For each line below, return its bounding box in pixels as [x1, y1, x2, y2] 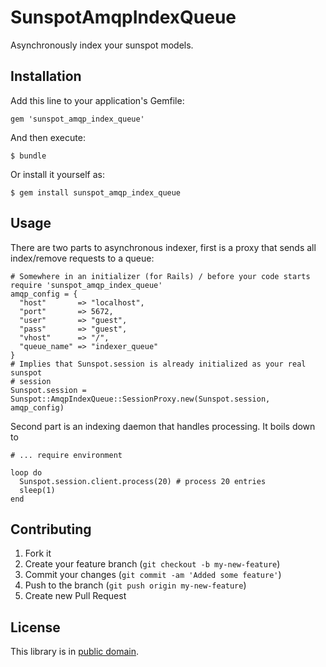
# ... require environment [10, 450, 123, 460]
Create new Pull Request [24, 590, 127, 602]
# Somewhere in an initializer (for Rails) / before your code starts [10, 271, 311, 281]
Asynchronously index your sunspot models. [10, 39, 194, 51]
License [10, 619, 61, 636]
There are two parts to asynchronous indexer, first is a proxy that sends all [10, 241, 317, 253]
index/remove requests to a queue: [10, 252, 155, 264]
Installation [10, 68, 82, 85]
